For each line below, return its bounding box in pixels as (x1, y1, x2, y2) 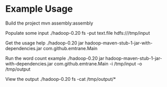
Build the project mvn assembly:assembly (5, 20, 93, 26)
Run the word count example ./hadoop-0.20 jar (5, 55, 105, 61)
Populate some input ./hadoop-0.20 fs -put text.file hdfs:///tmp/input (5, 30, 150, 36)
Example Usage (5, 3, 73, 15)
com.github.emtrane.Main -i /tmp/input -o (54, 60, 142, 67)
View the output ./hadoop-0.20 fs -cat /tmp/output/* (5, 76, 116, 82)
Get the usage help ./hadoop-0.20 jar (5, 39, 84, 46)
